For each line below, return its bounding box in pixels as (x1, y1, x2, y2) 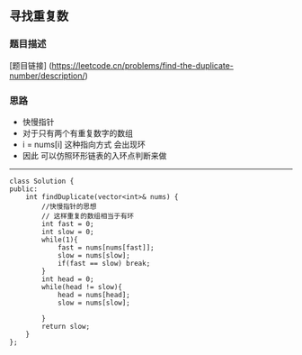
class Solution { (9, 177, 75, 186)
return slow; (41, 322, 91, 331)
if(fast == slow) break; (57, 259, 151, 268)
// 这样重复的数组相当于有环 (41, 211, 135, 221)
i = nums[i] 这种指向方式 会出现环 (22, 139, 147, 150)
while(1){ (41, 235, 78, 244)
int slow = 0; (41, 227, 94, 236)
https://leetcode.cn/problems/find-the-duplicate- (51, 59, 234, 70)
